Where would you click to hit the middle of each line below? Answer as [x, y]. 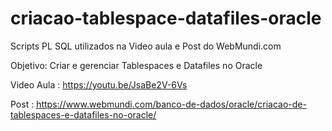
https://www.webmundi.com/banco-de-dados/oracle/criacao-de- [171, 104]
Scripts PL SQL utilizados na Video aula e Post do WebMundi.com [146, 46]
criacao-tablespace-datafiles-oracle [166, 18]
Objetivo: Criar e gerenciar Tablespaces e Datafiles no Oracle [136, 65]
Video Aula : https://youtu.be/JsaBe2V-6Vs [99, 84]
